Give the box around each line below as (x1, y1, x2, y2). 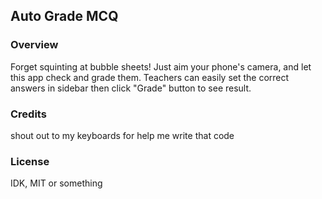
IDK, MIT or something (10, 177, 103, 189)
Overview (10, 38, 59, 52)
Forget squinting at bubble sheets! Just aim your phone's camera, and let (10, 60, 312, 73)
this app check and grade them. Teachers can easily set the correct (10, 71, 290, 83)
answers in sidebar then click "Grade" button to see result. (10, 82, 252, 94)
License (10, 154, 50, 168)
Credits (10, 107, 47, 121)
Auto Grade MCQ (10, 8, 119, 25)
